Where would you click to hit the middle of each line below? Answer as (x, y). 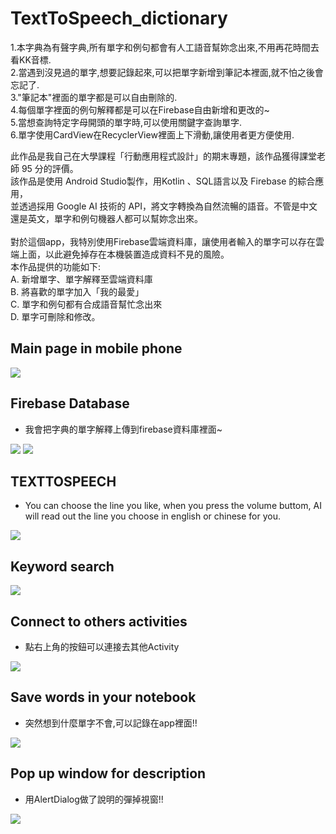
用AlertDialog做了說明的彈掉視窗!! (94, 799)
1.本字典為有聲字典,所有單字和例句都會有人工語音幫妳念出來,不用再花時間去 (165, 47)
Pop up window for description (108, 773)
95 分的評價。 (50, 168)
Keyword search (62, 566)
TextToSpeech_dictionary (119, 18)
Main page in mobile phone (96, 348)
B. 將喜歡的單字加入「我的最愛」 (77, 291)
